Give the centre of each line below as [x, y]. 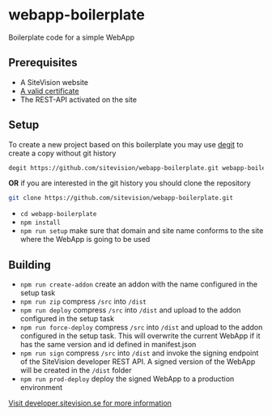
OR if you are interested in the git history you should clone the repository [130, 183]
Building [30, 265]
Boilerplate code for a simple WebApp [72, 37]
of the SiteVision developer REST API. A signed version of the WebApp [138, 362]
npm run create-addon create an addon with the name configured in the [138, 284]
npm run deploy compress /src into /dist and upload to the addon [130, 310]
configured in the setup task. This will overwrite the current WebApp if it [140, 336]
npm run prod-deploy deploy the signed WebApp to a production [127, 379]
